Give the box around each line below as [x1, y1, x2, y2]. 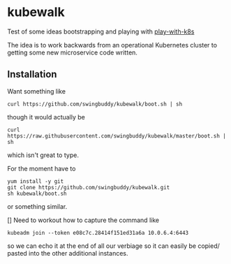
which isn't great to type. [7, 151, 79, 159]
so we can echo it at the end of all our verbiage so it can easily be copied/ [7, 242, 220, 250]
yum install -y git [7, 177, 64, 185]
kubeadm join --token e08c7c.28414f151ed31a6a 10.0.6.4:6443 [7, 229, 189, 236]
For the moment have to [7, 164, 76, 173]
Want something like [7, 87, 66, 95]
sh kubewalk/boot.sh [7, 190, 68, 197]
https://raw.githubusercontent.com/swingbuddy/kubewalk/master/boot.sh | [7, 132, 227, 140]
